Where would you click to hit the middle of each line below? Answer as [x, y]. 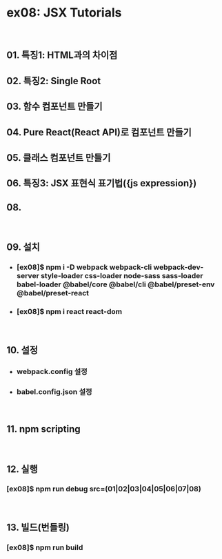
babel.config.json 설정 [54, 391]
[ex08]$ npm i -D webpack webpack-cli [84, 267]
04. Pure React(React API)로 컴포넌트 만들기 [99, 132]
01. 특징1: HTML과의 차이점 [62, 56]
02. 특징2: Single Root [54, 81]
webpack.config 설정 [52, 372]
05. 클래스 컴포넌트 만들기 [59, 158]
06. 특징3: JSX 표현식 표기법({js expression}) [102, 183]
